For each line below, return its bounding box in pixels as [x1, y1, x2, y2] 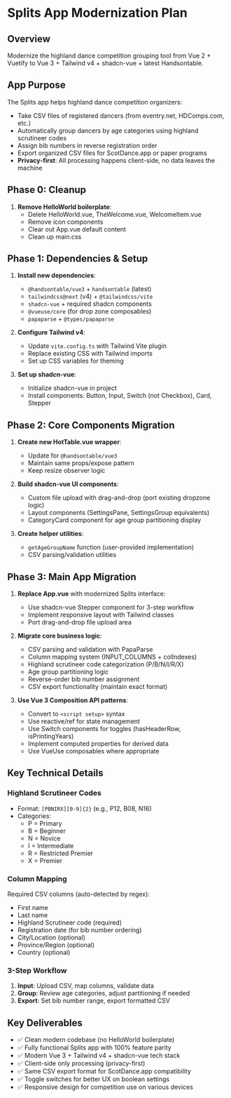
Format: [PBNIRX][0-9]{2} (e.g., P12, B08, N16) [17, 804, 152, 812]
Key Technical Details [7, 767, 104, 779]
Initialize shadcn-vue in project [27, 384, 118, 392]
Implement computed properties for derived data [27, 739, 169, 748]
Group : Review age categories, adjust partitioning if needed [17, 989, 190, 998]
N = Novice [27, 833, 61, 843]
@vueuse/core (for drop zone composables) [27, 307, 152, 316]
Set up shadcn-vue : [17, 370, 77, 379]
